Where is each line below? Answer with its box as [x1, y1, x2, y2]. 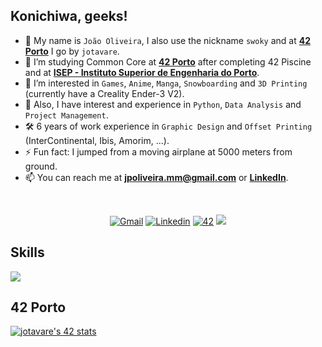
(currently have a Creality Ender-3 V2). [24, 87, 185, 99]
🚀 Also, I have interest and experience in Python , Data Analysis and [24, 98, 302, 110]
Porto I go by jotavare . [24, 45, 120, 57]
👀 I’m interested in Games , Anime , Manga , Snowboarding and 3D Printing [24, 77, 308, 89]
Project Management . [24, 109, 109, 121]
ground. [24, 160, 58, 172]
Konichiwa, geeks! [10, 8, 128, 25]
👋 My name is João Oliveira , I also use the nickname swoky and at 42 [24, 34, 312, 46]
